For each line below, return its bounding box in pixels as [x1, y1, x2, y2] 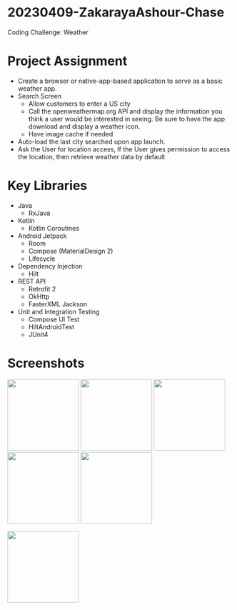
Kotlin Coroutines [28, 224, 80, 232]
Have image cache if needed [28, 129, 114, 138]
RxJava [28, 209, 51, 217]
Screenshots [7, 355, 85, 371]
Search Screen [17, 91, 62, 100]
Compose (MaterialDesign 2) [28, 246, 114, 255]
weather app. [17, 84, 57, 93]
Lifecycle [28, 254, 56, 263]
